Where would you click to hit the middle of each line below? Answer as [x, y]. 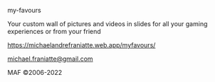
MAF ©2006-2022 [35, 72]
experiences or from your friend [54, 31]
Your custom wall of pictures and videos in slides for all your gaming [107, 24]
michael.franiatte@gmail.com [51, 59]
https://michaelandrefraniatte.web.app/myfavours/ [82, 45]
